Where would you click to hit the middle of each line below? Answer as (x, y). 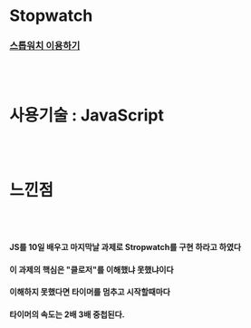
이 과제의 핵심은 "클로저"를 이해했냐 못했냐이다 (92, 269)
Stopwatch (51, 16)
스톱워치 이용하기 (45, 46)
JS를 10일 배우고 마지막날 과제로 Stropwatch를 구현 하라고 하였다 (125, 246)
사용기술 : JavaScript (87, 115)
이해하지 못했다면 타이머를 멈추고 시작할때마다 (90, 292)
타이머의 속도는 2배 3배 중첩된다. (67, 314)
